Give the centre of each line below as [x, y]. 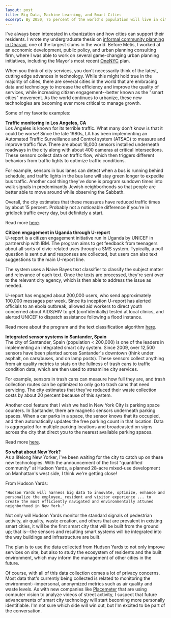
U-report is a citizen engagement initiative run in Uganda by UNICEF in [79, 238]
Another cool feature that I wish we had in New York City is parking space [83, 405]
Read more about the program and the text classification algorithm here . [81, 327]
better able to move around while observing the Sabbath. [65, 192]
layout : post [19, 10]
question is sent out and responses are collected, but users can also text [81, 254]
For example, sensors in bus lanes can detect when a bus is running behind [84, 170]
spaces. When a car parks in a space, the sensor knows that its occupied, [83, 416]
